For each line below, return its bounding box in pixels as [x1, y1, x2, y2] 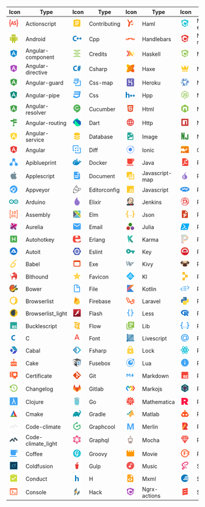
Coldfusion [25, 463, 53, 470]
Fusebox [88, 359, 111, 367]
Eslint [88, 249, 103, 256]
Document [88, 173, 115, 180]
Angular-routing [25, 119, 67, 126]
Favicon [88, 273, 109, 280]
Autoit [25, 249, 41, 256]
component [25, 53, 55, 61]
